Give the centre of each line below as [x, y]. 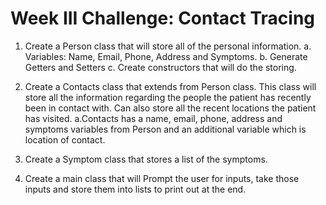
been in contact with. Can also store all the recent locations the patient [170, 108]
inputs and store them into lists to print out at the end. [135, 189]
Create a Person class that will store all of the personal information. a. [168, 46]
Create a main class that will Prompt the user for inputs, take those [162, 178]
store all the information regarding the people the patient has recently [168, 97]
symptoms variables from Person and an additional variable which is [165, 129]
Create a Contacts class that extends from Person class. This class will [170, 86]
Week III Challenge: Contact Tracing [163, 18]
